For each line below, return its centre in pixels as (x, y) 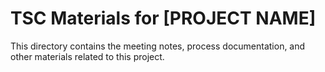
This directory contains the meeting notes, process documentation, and (158, 46)
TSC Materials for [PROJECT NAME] (163, 18)
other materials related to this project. (87, 56)
